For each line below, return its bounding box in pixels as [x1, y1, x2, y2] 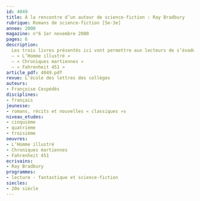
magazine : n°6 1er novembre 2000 [6, 31, 89, 37]
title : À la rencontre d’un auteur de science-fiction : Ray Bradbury [6, 14, 185, 20]
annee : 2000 [6, 25, 36, 32]
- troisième [6, 130, 36, 137]
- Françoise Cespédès [6, 86, 60, 92]
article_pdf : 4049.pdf [6, 70, 62, 76]
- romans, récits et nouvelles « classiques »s [6, 108, 127, 114]
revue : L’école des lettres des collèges [6, 75, 111, 81]
